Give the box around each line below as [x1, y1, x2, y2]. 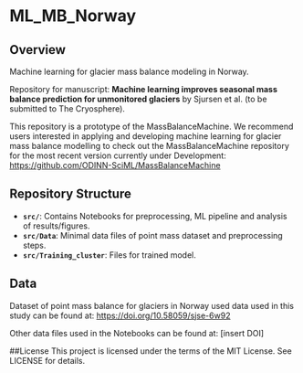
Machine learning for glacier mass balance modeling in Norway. [9, 66, 249, 77]
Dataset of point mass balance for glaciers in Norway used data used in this [9, 300, 295, 311]
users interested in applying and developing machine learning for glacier [9, 131, 282, 142]
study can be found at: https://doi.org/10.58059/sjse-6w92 [9, 310, 231, 321]
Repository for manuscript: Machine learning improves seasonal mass [9, 84, 278, 94]
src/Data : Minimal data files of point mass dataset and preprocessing [22, 229, 283, 240]
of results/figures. [22, 220, 90, 231]
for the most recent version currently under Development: [9, 150, 226, 161]
